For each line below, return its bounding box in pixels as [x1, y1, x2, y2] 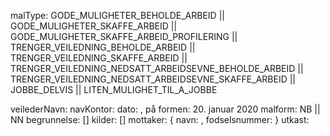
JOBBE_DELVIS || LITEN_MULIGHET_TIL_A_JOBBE [10, 84, 218, 95]
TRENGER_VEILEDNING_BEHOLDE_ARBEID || [10, 41, 196, 53]
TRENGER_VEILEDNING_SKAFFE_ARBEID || [10, 52, 188, 64]
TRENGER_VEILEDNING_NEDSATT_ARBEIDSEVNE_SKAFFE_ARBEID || [10, 73, 297, 85]
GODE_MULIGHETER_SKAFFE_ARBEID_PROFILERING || [10, 31, 238, 42]
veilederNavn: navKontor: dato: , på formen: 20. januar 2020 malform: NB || [10, 103, 321, 115]
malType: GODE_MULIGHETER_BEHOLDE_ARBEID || [10, 10, 225, 21]
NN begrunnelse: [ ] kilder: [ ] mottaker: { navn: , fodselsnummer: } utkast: [10, 114, 310, 125]
